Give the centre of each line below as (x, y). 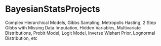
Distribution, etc (21, 38)
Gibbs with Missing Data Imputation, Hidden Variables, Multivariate (73, 27)
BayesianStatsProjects (53, 9)
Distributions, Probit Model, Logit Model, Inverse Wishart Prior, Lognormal (80, 33)
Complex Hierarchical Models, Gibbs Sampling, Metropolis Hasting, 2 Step (81, 23)
